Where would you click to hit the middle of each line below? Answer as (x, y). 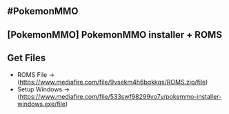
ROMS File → (36, 74)
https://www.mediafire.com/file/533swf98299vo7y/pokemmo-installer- (121, 96)
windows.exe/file (41, 104)
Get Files (27, 58)
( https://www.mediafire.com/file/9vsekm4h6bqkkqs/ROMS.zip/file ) (112, 82)
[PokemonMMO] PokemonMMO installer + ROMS (115, 35)
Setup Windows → (43, 89)
